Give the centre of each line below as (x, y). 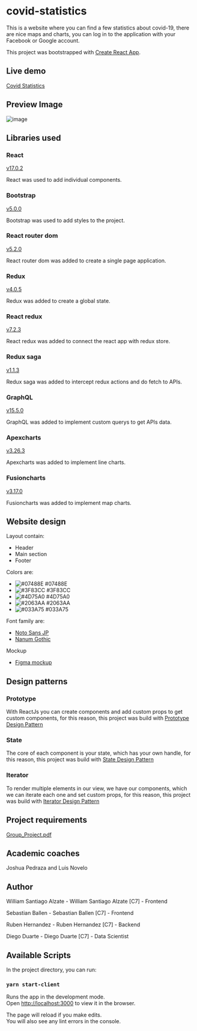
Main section (31, 554)
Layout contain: (26, 536)
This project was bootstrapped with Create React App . (74, 52)
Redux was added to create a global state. (58, 301)
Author (20, 887)
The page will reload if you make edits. (54, 1015)
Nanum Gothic (33, 639)
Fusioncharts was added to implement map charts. (69, 503)
